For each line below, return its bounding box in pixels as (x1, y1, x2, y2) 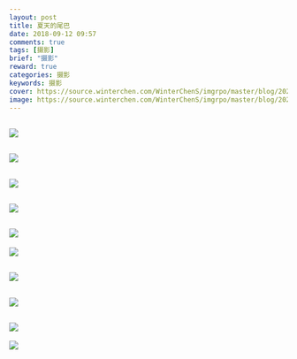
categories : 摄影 (9, 71, 71, 80)
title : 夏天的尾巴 (9, 21, 71, 30)
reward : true (9, 63, 57, 72)
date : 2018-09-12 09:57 (9, 29, 97, 38)
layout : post (9, 12, 57, 22)
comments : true (9, 37, 65, 47)
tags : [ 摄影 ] (9, 46, 55, 55)
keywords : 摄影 (9, 79, 63, 88)
